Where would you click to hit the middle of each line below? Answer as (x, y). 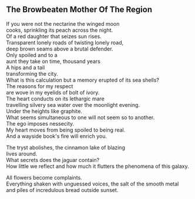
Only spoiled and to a (32, 55)
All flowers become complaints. (44, 177)
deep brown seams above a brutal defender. (60, 49)
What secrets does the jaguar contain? (53, 160)
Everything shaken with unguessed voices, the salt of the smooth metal (93, 184)
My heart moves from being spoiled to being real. (66, 130)
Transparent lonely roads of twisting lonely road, (65, 42)
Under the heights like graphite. (44, 111)
